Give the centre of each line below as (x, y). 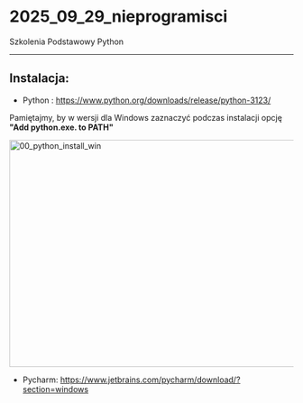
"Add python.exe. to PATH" (62, 127)
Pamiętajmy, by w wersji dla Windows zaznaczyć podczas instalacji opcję (146, 117)
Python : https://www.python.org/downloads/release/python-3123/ (147, 100)
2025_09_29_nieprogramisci (119, 17)
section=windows (55, 389)
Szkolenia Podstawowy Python (67, 41)
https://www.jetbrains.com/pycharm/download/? (150, 380)
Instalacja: (39, 78)
